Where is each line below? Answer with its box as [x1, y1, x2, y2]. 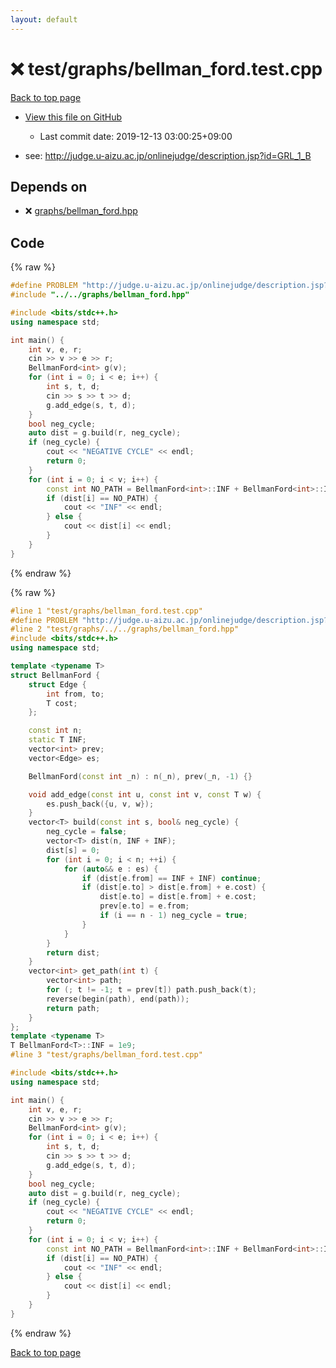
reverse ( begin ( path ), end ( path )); [46, 994, 190, 1004]
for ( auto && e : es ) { [63, 864, 159, 874]
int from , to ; [46, 689, 105, 699]
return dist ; [46, 947, 101, 958]
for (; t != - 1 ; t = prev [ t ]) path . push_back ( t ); [46, 985, 257, 995]
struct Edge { [28, 679, 87, 690]
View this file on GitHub [24, 111, 123, 123]
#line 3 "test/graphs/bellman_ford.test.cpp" [10, 1050, 203, 1060]
